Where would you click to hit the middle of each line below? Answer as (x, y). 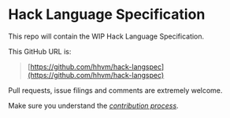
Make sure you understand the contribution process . (93, 105)
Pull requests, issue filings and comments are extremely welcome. (115, 90)
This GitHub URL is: (40, 51)
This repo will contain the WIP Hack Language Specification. (106, 36)
